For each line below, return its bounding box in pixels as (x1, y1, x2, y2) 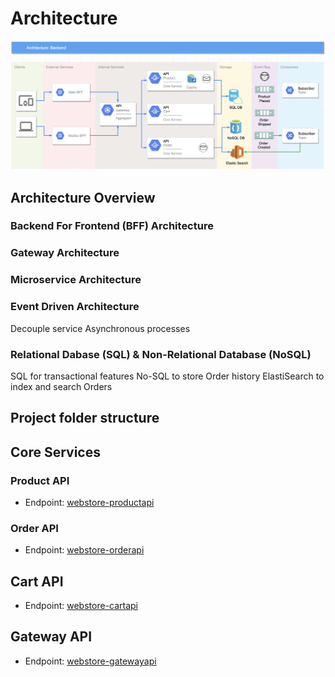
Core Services (10, 443, 101, 461)
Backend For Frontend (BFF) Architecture (10, 219, 214, 233)
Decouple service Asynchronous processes (10, 322, 191, 334)
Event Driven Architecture (10, 300, 140, 314)
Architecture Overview (10, 189, 156, 206)
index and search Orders (10, 380, 113, 392)
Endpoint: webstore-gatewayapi (24, 655, 157, 667)
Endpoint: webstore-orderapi (24, 544, 145, 556)
